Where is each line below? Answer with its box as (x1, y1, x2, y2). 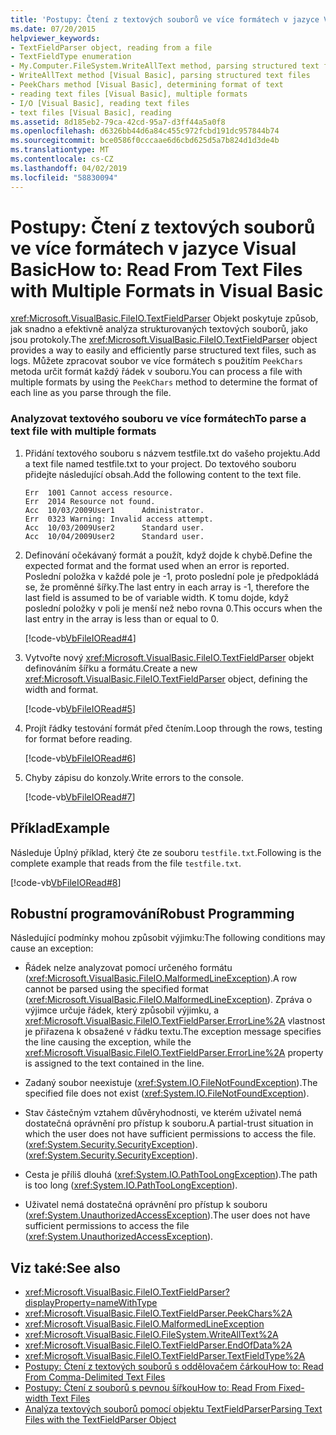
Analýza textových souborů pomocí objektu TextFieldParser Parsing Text (24, 1403, 323, 1415)
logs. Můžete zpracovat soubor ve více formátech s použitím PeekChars (10, 355, 303, 367)
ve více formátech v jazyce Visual (10, 237, 297, 260)
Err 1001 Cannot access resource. (24, 487, 174, 498)
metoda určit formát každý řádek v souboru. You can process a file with (10, 366, 303, 378)
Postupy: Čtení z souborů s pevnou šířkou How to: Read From (24, 1382, 277, 1394)
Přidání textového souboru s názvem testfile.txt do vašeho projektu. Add (24, 447, 321, 459)
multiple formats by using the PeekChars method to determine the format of (10, 376, 318, 388)
